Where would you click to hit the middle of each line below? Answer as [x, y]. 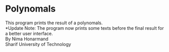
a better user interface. [29, 33]
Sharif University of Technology [38, 44]
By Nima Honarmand [27, 39]
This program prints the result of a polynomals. [54, 23]
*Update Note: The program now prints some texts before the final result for [84, 28]
